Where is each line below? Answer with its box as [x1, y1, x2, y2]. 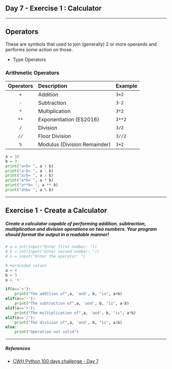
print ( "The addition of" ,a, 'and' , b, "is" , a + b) [14, 291, 123, 296]
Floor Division [38, 133, 72, 140]
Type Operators [12, 56, 46, 62]
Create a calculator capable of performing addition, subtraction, [5, 220, 146, 227]
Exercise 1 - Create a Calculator [5, 206, 107, 215]
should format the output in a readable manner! [5, 231, 109, 237]
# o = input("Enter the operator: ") [5, 254, 86, 259]
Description [38, 82, 68, 89]
